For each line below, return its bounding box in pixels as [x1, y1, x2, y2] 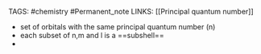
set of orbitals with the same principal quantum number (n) [19, 22, 216, 31]
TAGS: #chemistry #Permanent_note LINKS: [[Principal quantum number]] [8, 7, 254, 16]
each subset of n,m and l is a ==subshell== [19, 31, 164, 40]
